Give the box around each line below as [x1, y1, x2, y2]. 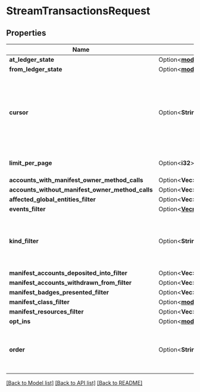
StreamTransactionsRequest [6, 4, 151, 18]
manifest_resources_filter [9, 308, 84, 316]
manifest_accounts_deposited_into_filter [9, 269, 128, 277]
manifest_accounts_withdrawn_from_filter [9, 278, 132, 287]
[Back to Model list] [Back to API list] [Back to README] [6, 380, 143, 386]
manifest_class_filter [9, 298, 70, 306]
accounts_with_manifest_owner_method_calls [9, 176, 143, 184]
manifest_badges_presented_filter [9, 288, 109, 296]
